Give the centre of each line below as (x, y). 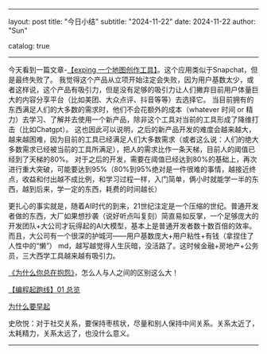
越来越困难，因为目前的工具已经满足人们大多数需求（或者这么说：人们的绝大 (133, 139)
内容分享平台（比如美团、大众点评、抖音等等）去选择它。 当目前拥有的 (138, 99)
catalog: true (29, 46)
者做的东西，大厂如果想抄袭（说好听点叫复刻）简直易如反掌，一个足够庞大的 (133, 216)
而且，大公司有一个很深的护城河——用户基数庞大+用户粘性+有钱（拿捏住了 (131, 236)
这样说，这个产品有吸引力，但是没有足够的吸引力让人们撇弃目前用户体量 (133, 89)
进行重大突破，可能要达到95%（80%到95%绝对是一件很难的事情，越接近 (129, 169)
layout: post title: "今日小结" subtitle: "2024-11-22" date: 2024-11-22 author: (132, 21)
